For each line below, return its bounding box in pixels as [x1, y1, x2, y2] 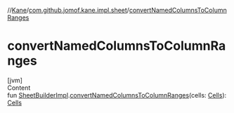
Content [7, 84, 31, 92]
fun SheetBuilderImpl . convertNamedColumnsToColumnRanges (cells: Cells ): [7, 91, 227, 99]
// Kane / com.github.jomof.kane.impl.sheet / [7, 6, 130, 14]
